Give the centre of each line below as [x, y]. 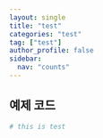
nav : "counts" [43, 68]
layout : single [38, 17]
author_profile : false [51, 51]
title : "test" [36, 26]
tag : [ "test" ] [36, 42]
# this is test [38, 126]
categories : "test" [46, 34]
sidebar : [26, 59]
